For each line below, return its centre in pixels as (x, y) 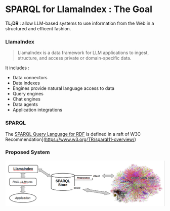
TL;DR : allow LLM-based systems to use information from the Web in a (80, 23)
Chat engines (26, 99)
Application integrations (37, 110)
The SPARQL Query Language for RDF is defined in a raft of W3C (73, 134)
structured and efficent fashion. (38, 28)
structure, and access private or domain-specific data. (74, 58)
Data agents (25, 104)
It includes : (17, 68)
